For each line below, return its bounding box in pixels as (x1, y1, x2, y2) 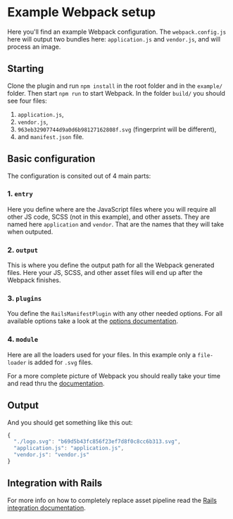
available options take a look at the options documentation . (7, 317, 178, 326)
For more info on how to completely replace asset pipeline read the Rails (7, 496, 217, 504)
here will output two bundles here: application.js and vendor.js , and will (7, 34, 220, 43)
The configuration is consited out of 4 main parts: (7, 172, 151, 180)
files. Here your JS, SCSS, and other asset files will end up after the (7, 269, 203, 277)
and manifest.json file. (17, 132, 84, 141)
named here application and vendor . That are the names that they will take (7, 219, 224, 229)
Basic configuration (7, 153, 96, 165)
